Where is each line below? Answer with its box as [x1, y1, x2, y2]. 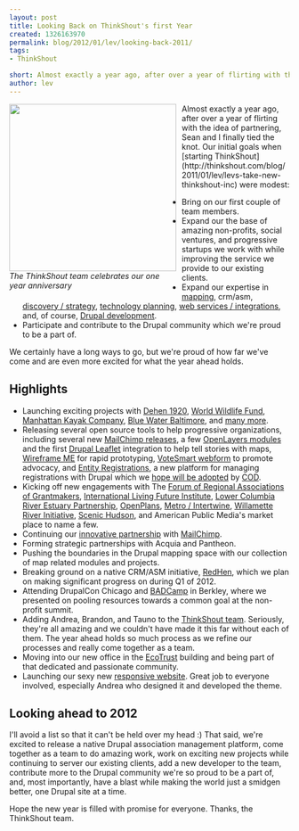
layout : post [9, 12, 58, 22]
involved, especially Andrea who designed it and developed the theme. [21, 679, 283, 691]
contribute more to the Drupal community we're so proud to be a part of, [9, 768, 274, 778]
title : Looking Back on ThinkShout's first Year [9, 21, 193, 30]
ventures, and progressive [182, 234, 278, 245]
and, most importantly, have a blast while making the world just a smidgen [9, 777, 281, 787]
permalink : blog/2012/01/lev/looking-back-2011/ [9, 37, 193, 47]
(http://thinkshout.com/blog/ [182, 160, 287, 170]
